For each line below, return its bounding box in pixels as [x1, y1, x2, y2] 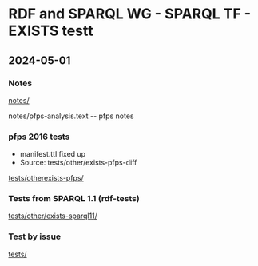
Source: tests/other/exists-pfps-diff [19, 157, 137, 168]
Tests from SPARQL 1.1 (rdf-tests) [8, 193, 140, 204]
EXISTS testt [8, 22, 93, 40]
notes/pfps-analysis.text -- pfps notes [8, 111, 134, 121]
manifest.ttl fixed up [19, 149, 86, 159]
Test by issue [8, 231, 62, 242]
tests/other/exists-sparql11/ [8, 211, 98, 220]
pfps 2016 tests [8, 131, 70, 142]
